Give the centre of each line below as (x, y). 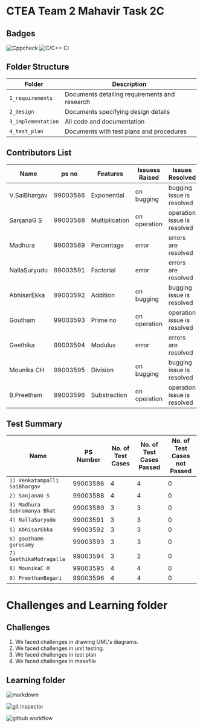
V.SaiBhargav (28, 195)
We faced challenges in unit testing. (60, 648)
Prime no (104, 320)
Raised (149, 177)
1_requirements (31, 98)
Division (102, 370)
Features (110, 174)
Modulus (103, 345)
